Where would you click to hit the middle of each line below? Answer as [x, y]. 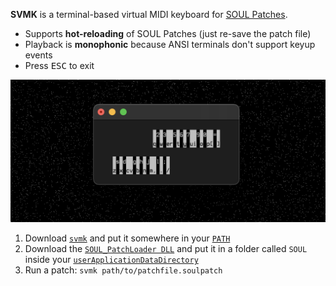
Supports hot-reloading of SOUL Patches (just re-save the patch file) [168, 33]
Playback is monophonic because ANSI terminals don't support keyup [170, 44]
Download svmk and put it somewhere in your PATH [127, 238]
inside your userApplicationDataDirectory [111, 260]
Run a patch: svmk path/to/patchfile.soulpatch [123, 270]
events [38, 55]
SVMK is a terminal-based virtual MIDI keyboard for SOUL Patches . [149, 14]
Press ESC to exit [59, 65]
